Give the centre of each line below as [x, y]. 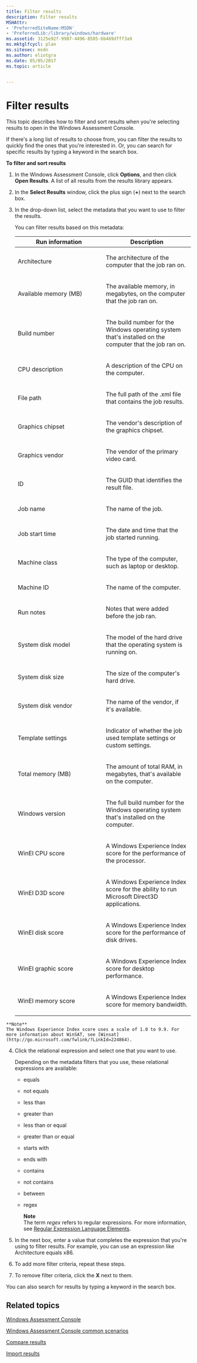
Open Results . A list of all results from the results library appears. [94, 181]
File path [30, 398]
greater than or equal [49, 1137]
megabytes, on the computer [145, 294]
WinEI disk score [40, 933]
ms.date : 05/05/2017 [31, 61]
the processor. [125, 861]
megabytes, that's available [143, 774]
